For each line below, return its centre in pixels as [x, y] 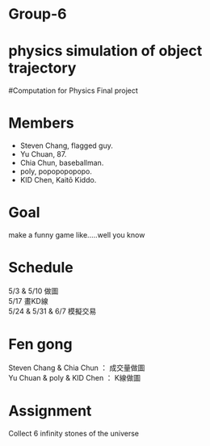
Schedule [41, 268]
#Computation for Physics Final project [73, 90]
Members [41, 123]
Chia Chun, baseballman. [62, 163]
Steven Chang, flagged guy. [66, 145]
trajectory [42, 68]
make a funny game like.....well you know [77, 235]
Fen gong [40, 345]
